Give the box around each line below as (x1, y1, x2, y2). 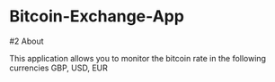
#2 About (9, 36, 44, 46)
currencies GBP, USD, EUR (9, 62, 108, 73)
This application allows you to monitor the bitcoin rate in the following (9, 53, 267, 63)
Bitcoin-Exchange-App (9, 6, 184, 27)
